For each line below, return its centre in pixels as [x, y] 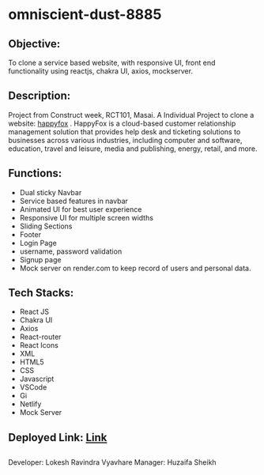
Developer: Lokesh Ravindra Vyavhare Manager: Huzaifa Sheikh [112, 462]
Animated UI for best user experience [81, 209]
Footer [30, 234]
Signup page [40, 259]
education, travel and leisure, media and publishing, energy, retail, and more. [133, 149]
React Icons [39, 345]
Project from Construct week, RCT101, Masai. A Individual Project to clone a [131, 115]
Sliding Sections [46, 226]
